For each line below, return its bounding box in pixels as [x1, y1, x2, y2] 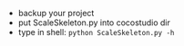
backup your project [17, 8, 95, 18]
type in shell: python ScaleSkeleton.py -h [17, 27, 175, 37]
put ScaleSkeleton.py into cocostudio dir [17, 17, 171, 28]
